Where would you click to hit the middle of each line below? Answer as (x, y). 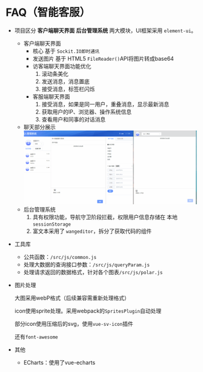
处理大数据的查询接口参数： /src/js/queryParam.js (86, 264)
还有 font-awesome (36, 336)
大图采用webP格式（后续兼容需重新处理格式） (72, 298)
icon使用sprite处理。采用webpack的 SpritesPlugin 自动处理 (88, 311)
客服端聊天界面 (51, 96)
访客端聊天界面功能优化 (62, 66)
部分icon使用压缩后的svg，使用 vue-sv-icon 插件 (74, 323)
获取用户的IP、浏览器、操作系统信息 (86, 112)
